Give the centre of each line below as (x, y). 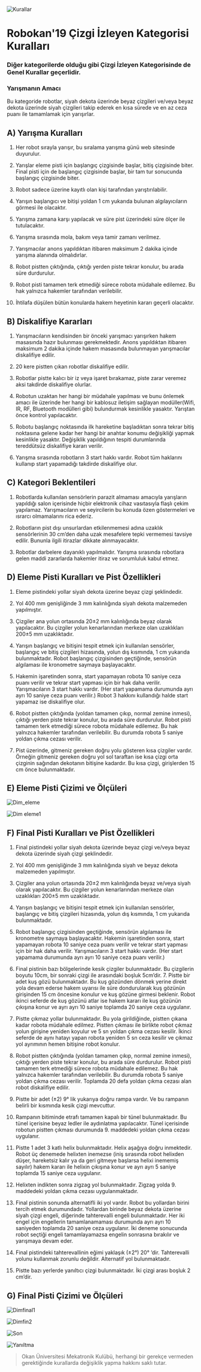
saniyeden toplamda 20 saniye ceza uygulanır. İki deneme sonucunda (101, 1228)
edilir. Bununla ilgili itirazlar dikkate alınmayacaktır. (77, 540)
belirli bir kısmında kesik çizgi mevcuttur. (66, 1106)
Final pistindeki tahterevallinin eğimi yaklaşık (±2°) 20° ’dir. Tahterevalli (102, 1253)
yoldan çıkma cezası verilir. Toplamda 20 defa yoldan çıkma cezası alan (103, 1081)
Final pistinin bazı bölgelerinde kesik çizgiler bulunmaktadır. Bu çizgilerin (105, 969)
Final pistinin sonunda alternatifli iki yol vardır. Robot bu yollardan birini (102, 1203)
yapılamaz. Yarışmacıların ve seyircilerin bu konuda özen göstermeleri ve (105, 509)
